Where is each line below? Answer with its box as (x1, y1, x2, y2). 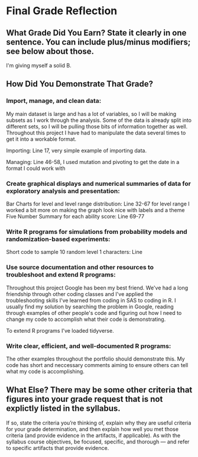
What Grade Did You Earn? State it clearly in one (6, 28, 187, 38)
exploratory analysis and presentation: (6, 186, 120, 195)
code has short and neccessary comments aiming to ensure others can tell (6, 361, 189, 368)
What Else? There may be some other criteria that (6, 385, 193, 395)
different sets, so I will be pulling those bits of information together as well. (6, 123, 188, 130)
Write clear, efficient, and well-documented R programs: (6, 342, 171, 350)
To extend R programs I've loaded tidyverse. (6, 327, 114, 334)
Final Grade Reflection (6, 4, 118, 18)
